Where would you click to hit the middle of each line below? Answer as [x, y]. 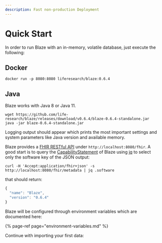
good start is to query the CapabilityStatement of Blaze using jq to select [78, 152]
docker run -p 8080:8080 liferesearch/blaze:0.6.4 [58, 79]
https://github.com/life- [42, 115]
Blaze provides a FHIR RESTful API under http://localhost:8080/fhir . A [78, 147]
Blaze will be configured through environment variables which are [71, 211]
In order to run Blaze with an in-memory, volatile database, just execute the [81, 47]
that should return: [24, 180]
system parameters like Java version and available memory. [65, 138]
